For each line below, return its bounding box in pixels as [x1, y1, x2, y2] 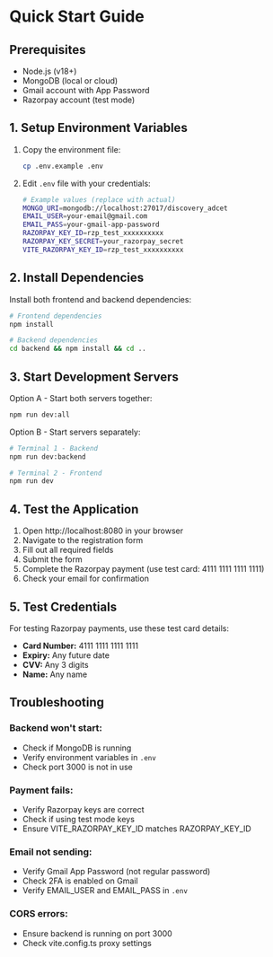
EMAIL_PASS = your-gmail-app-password [22, 220, 160, 230]
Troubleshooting [9, 695, 105, 710]
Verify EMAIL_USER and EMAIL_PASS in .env [22, 885, 189, 896]
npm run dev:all [9, 410, 70, 419]
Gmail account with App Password [22, 85, 150, 95]
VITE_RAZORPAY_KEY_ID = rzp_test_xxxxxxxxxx [22, 245, 184, 254]
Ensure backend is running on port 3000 [22, 927, 172, 939]
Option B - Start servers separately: [9, 426, 141, 437]
